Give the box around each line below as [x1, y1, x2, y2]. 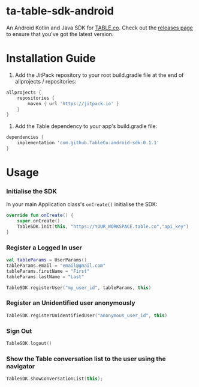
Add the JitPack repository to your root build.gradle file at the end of [14, 71, 184, 79]
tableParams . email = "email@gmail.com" [6, 263, 106, 269]
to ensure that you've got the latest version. [6, 30, 114, 37]
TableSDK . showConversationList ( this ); [6, 376, 103, 382]
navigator [6, 362, 35, 370]
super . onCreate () [17, 218, 61, 224]
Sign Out [6, 326, 32, 335]
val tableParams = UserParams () [6, 257, 87, 263]
